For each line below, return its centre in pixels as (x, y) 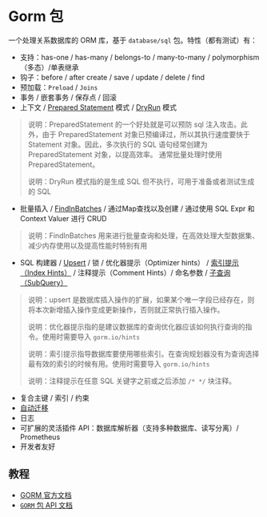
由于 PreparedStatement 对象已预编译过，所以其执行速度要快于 (146, 134)
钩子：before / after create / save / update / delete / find (112, 77)
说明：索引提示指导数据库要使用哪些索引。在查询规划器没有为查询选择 (143, 353)
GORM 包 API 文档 (46, 505)
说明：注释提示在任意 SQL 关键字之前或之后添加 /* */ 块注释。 (132, 381)
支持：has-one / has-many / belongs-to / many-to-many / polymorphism (139, 57)
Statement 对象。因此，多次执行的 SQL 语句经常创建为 (118, 144)
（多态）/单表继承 (49, 67)
